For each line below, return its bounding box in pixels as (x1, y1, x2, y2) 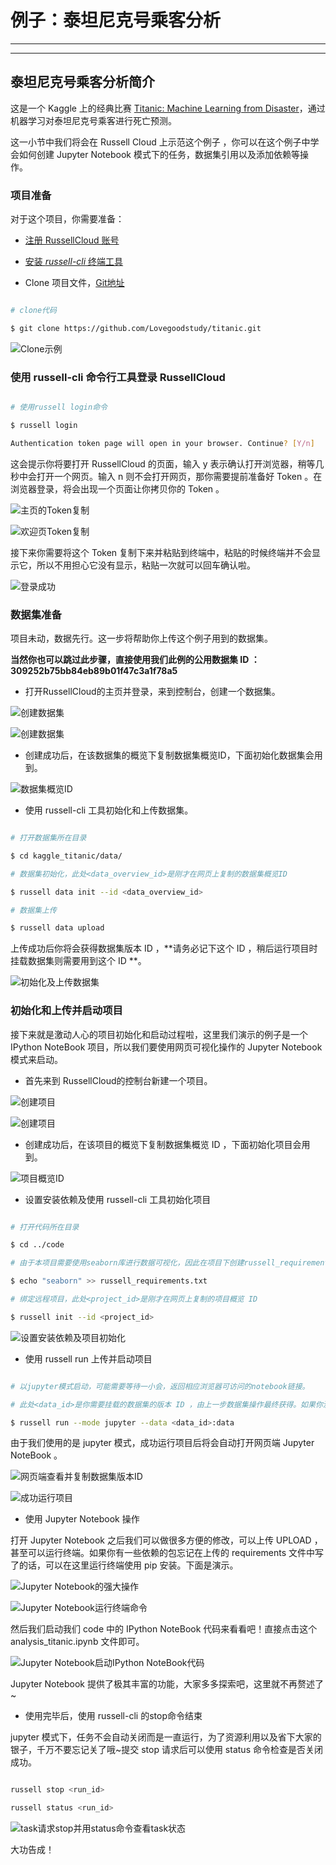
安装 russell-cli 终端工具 (24, 256, 124, 268)
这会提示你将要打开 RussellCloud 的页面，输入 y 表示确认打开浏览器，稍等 (10, 457, 316, 470)
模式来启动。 (10, 1053, 63, 1065)
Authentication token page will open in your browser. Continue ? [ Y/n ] (10, 438, 315, 448)
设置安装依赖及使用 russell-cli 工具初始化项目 (24, 1193, 212, 1205)
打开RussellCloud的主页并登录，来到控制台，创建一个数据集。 (24, 686, 281, 698)
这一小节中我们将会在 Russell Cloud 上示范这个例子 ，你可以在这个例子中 (10, 136, 311, 148)
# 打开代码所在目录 (10, 1222, 80, 1232)
